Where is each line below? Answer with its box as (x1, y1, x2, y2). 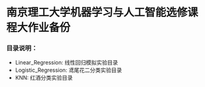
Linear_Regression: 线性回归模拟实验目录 (15, 59, 119, 66)
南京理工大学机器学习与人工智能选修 (6, 5, 188, 19)
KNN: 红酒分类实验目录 (15, 74, 73, 82)
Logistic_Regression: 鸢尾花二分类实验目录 (15, 66, 122, 74)
